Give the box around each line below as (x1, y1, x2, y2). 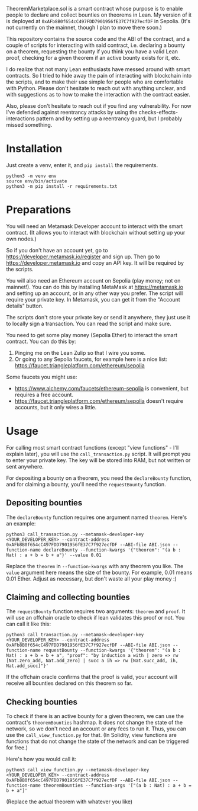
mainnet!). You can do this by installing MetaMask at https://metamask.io (6, 283, 183, 290)
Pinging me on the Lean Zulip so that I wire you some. (14, 349, 146, 356)
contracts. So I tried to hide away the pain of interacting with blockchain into (6, 72, 192, 79)
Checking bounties (6, 697, 78, 707)
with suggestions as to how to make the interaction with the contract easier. (6, 91, 191, 98)
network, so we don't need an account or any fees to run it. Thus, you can (6, 725, 187, 732)
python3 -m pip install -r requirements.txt (6, 183, 118, 189)
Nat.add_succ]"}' (6, 663, 49, 669)
